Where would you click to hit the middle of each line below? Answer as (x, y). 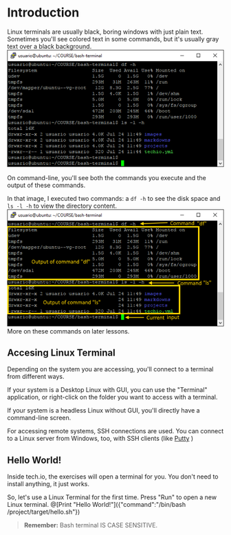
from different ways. (36, 377)
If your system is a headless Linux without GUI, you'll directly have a (104, 411)
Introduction (43, 13)
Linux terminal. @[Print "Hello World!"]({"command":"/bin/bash (97, 505)
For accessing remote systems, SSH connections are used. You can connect (115, 431)
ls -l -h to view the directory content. (62, 206)
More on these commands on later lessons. (68, 331)
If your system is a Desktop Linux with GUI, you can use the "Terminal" (107, 390)
